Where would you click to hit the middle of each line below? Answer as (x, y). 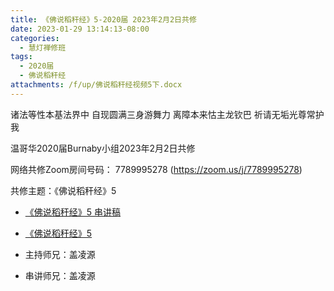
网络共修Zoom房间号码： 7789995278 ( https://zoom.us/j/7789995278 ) (156, 169)
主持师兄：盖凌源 (60, 254)
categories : (35, 38)
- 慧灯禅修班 (43, 47)
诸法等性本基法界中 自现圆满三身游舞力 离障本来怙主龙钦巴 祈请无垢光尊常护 (167, 114)
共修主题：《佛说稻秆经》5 (63, 190)
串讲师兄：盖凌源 (60, 275)
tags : (21, 57)
